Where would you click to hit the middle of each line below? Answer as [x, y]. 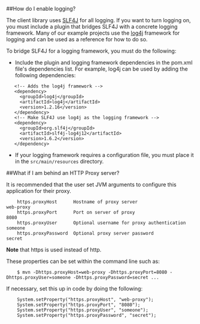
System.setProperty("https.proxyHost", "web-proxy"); [85, 299]
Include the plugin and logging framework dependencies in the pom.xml [104, 63]
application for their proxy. [39, 191]
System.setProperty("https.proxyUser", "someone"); [83, 310]
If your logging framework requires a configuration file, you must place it [104, 155]
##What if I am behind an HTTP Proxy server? [63, 173]
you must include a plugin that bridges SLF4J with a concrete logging [92, 27]
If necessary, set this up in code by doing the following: [74, 289]
